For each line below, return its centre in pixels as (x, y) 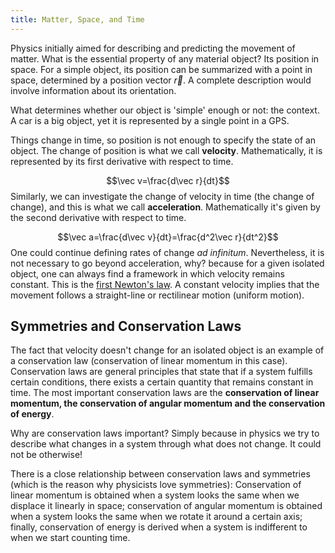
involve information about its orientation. (93, 90)
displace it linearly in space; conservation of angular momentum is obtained (166, 506)
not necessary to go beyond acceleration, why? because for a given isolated (167, 263)
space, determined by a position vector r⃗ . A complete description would (161, 80)
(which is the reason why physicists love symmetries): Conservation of (156, 485)
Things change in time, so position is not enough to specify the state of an (163, 140)
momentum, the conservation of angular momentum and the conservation (168, 403)
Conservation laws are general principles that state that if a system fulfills (161, 372)
